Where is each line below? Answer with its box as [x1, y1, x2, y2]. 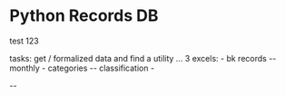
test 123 [9, 35, 39, 46]
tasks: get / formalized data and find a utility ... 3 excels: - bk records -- [9, 53, 277, 63]
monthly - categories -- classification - [9, 62, 155, 73]
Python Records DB [9, 5, 159, 26]
